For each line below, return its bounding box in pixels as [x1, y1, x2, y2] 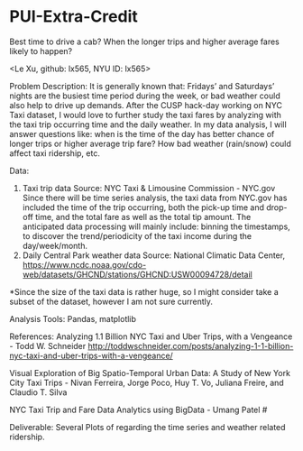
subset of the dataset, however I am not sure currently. [9, 296, 214, 307]
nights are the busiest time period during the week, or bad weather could [9, 90, 281, 101]
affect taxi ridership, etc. [9, 147, 101, 159]
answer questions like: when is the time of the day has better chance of [9, 128, 275, 139]
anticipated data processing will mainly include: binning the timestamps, [22, 221, 290, 232]
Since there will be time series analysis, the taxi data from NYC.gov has [22, 192, 288, 203]
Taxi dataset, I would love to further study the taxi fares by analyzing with [9, 109, 282, 120]
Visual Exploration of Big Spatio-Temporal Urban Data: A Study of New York [9, 367, 291, 378]
